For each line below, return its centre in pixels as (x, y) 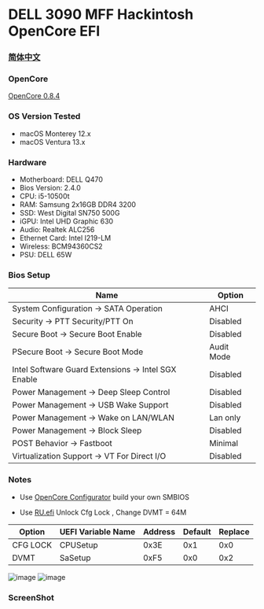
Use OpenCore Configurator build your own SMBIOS (104, 496)
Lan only (225, 418)
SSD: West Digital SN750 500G (70, 213)
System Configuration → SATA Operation (88, 308)
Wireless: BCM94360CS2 (61, 246)
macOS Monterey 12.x (55, 133)
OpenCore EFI (54, 31)
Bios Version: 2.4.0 (50, 188)
